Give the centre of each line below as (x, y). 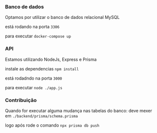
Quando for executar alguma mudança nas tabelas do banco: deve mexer (78, 111)
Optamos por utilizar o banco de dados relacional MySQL (62, 17)
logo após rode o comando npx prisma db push (52, 125)
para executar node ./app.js (34, 87)
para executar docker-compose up (38, 36)
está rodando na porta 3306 (32, 27)
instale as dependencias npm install (42, 68)
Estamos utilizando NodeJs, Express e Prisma (51, 59)
